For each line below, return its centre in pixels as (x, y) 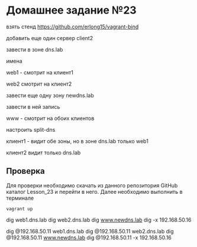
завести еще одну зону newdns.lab (50, 95)
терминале (20, 198)
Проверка (26, 171)
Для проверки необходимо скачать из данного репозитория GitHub (92, 185)
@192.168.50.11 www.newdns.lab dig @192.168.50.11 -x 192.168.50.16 (89, 238)
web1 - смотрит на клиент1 (40, 72)
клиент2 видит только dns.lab (43, 152)
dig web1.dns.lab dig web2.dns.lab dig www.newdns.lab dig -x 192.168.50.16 (99, 220)
